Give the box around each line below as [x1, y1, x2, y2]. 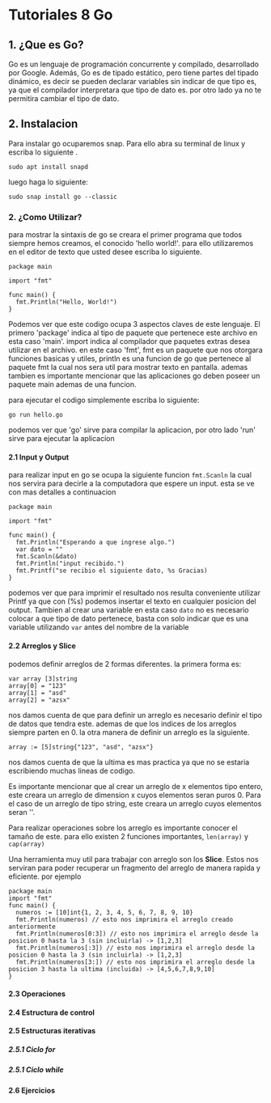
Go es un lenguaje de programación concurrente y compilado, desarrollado [8, 59, 259, 69]
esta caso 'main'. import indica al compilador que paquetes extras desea [8, 337, 251, 346]
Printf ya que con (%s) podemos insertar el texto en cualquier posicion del [8, 596, 256, 606]
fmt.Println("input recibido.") [15, 560, 125, 568]
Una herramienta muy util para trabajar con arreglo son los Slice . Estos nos [8, 854, 259, 863]
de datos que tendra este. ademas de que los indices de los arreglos [8, 719, 237, 728]
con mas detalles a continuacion [8, 487, 116, 497]
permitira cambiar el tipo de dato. [8, 94, 120, 103]
